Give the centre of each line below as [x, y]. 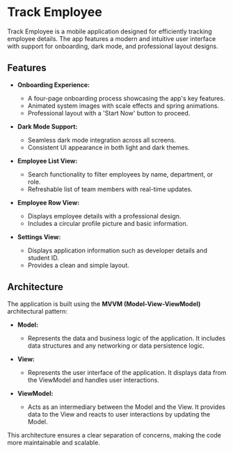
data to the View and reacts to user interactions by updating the [119, 414]
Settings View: [39, 236]
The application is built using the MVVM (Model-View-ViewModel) [104, 304]
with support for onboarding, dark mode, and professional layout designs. [113, 46]
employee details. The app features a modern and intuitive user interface [112, 38]
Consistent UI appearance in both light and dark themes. [109, 147]
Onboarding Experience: [54, 85]
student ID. [43, 257]
